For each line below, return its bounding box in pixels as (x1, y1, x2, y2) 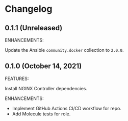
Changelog (5, 3, 53, 15)
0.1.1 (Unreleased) (5, 24, 63, 32)
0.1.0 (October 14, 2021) (5, 62, 82, 71)
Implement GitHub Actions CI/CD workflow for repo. (12, 105, 122, 111)
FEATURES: (5, 75, 29, 82)
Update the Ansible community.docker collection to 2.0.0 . (5, 47, 124, 53)
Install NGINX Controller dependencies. (5, 85, 88, 91)
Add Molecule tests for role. (12, 111, 71, 117)
